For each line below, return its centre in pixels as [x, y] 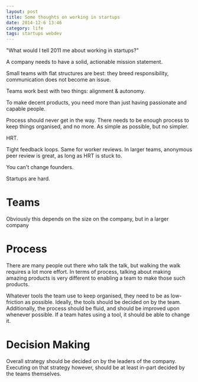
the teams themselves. [34, 374]
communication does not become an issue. [59, 80]
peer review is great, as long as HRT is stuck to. [64, 156]
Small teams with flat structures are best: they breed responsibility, [87, 73]
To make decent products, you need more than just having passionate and [97, 103]
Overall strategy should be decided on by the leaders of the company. [91, 361]
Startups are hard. [28, 179]
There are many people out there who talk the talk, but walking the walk [93, 266]
